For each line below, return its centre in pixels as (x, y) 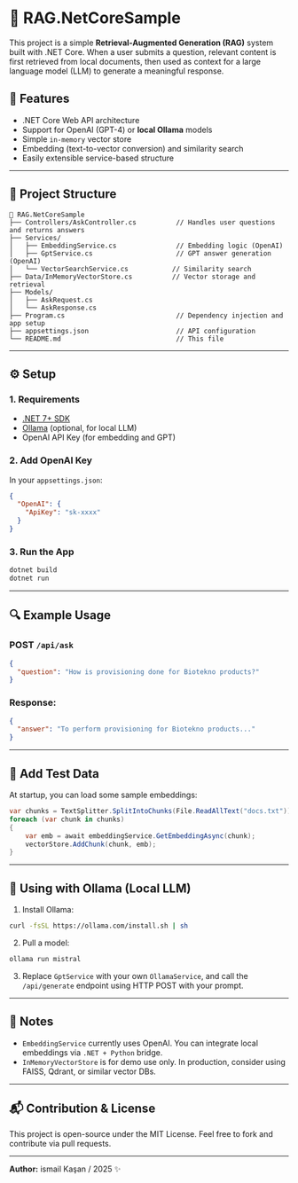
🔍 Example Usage (60, 615)
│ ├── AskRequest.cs (51, 300)
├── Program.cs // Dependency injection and (146, 315)
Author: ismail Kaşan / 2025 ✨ (65, 1169)
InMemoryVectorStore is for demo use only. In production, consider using (154, 1062)
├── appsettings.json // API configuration (132, 331)
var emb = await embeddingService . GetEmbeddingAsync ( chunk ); (140, 836)
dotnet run (29, 579)
